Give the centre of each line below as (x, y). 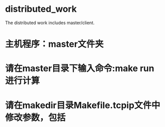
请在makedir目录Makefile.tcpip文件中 (83, 105)
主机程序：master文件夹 (54, 44)
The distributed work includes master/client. (50, 23)
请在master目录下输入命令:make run (80, 69)
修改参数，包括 (35, 117)
